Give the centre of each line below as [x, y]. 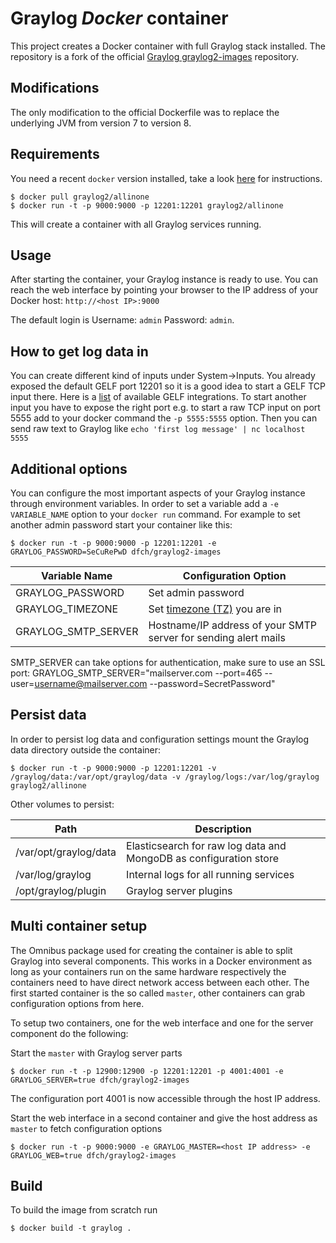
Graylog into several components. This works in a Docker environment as [161, 961]
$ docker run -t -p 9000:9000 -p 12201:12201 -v [113, 768]
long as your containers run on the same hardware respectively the [148, 971]
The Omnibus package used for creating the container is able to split [151, 950]
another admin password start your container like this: [121, 525]
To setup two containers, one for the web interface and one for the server [162, 1023]
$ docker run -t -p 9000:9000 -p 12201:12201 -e [113, 543]
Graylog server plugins [179, 890]
